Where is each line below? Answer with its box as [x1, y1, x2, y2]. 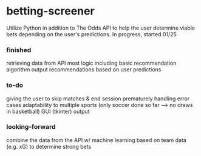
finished [6, 45, 32, 54]
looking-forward [6, 123, 56, 131]
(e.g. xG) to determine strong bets [6, 143, 92, 150]
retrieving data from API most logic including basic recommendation [6, 59, 177, 67]
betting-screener [6, 4, 95, 18]
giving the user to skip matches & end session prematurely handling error [6, 95, 190, 102]
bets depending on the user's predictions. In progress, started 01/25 [6, 30, 177, 37]
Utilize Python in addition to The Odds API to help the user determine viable [6, 24, 196, 31]
